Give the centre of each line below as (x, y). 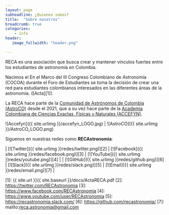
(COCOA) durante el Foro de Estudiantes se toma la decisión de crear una (82, 82)
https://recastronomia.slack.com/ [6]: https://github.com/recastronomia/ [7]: (85, 201)
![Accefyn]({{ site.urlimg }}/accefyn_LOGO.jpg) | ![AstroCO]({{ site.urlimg (81, 123)
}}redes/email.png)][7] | (30, 170)
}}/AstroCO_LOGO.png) (30, 129)
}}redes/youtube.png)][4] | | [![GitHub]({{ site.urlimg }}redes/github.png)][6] (85, 159)
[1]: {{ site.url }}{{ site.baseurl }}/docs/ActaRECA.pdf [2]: (64, 180)
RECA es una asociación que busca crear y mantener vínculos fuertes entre (84, 62)
